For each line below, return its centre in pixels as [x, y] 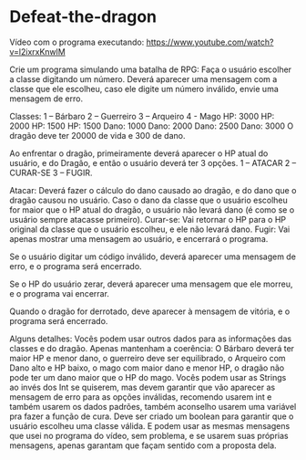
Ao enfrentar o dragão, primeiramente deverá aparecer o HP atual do [139, 153]
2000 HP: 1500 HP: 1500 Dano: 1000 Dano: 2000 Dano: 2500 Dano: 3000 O [152, 126]
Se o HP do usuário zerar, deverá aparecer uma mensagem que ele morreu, [151, 284]
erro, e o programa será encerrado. [76, 266]
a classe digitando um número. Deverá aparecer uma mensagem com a [143, 78]
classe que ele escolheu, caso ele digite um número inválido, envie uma [144, 89]
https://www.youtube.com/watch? [210, 42]
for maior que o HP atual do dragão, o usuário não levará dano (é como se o [152, 209]
